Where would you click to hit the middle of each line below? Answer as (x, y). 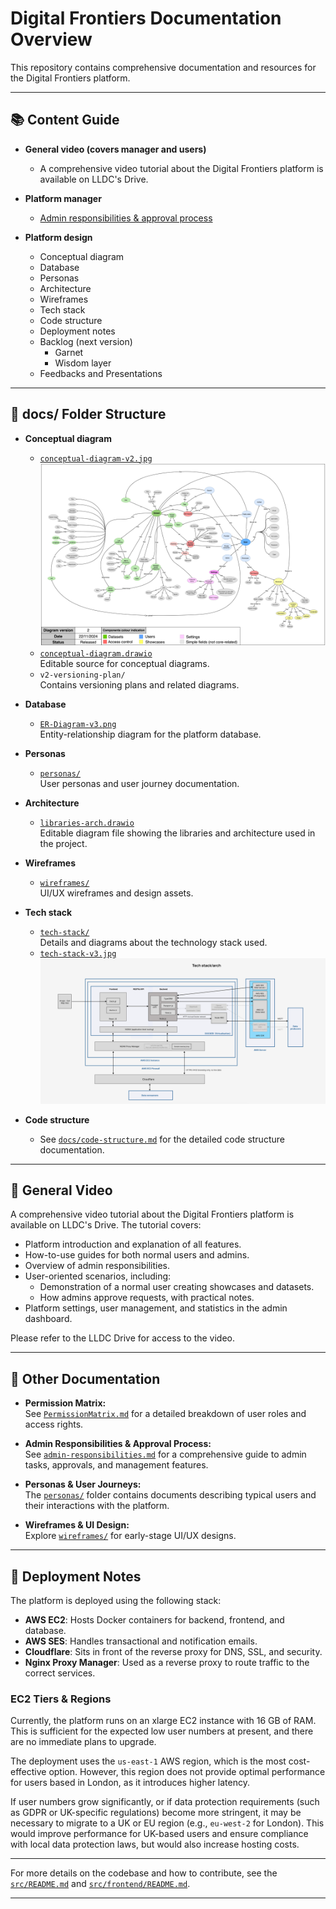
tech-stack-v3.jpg (78, 953)
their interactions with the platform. (97, 1506)
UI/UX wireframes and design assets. (116, 893)
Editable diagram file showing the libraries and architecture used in (177, 833)
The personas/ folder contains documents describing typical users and (170, 1495)
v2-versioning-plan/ (82, 675)
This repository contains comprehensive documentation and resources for (163, 67)
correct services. (60, 1673)
